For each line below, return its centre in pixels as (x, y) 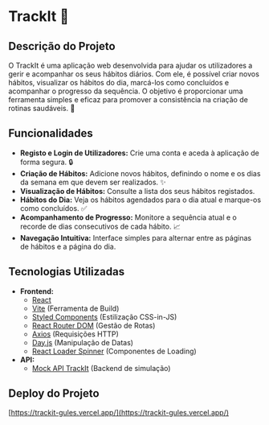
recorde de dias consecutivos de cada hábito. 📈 (100, 226)
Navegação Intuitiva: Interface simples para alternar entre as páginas (135, 237)
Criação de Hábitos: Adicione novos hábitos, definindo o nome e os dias (140, 173)
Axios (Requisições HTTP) (75, 334)
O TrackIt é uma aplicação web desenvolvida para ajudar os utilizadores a (130, 65)
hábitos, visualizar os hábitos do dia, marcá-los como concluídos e (119, 83)
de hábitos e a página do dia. (68, 246)
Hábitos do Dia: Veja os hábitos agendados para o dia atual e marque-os (141, 200)
